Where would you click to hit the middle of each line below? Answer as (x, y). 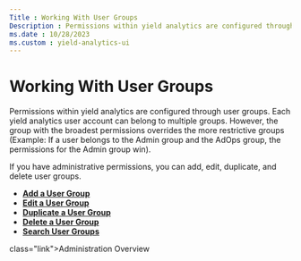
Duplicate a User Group (67, 213)
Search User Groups (61, 232)
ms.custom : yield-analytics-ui (69, 42)
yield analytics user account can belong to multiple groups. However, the (144, 121)
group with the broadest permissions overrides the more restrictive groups (147, 130)
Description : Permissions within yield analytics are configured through (152, 26)
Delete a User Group (60, 222)
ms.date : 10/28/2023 (50, 34)
